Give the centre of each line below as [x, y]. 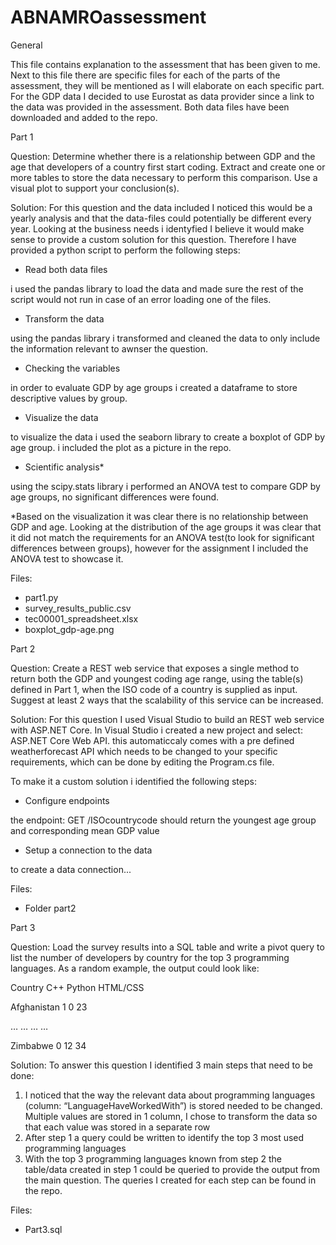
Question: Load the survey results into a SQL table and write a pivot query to [167, 947]
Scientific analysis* [64, 467]
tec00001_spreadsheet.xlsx [81, 618]
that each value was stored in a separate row [117, 1127]
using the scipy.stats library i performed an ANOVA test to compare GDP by [165, 486]
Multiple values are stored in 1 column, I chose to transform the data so [171, 1116]
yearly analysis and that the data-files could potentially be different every [161, 218]
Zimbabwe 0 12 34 [48, 1045]
